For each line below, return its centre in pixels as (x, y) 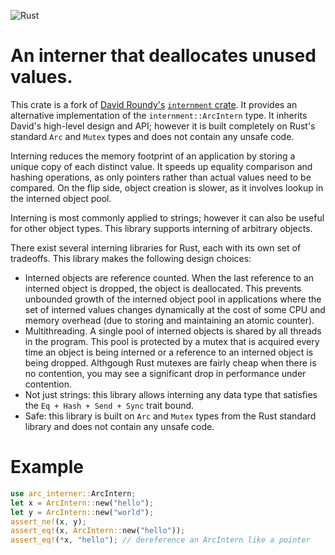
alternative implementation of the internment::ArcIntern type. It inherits (159, 115)
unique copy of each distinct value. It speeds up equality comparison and (161, 166)
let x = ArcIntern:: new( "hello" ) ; (82, 503)
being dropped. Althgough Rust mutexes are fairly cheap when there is (170, 362)
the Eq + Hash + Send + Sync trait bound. (109, 405)
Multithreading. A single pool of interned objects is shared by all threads (173, 331)
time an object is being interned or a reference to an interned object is (169, 352)
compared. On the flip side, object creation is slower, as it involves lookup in (167, 187)
